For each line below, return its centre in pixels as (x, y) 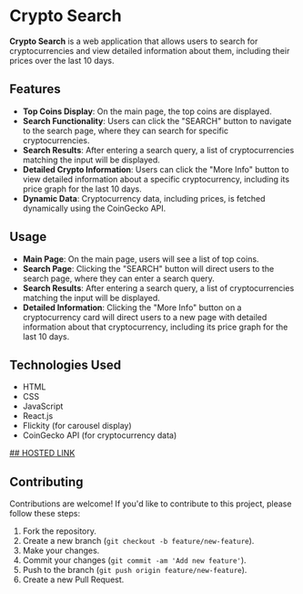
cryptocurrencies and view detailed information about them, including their (150, 50)
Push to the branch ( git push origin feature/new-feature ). (135, 570)
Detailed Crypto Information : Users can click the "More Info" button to (156, 169)
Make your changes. (61, 551)
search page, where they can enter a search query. (119, 278)
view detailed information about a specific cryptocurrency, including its (156, 179)
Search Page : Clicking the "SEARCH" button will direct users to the (148, 268)
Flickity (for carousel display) (77, 426)
